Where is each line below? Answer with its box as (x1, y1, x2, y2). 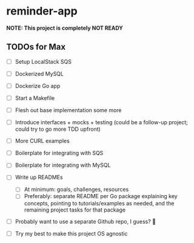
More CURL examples (15, 138, 70, 145)
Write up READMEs (15, 174, 63, 181)
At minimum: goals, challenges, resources (24, 186, 129, 193)
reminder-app (6, 4, 78, 18)
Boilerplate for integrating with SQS (15, 150, 104, 157)
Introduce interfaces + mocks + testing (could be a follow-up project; (15, 119, 188, 126)
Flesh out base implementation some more (15, 107, 122, 113)
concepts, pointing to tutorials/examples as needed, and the (24, 199, 175, 207)
